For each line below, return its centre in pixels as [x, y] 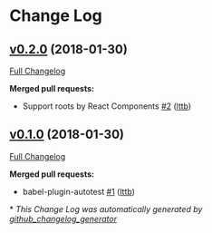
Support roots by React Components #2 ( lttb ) [107, 106]
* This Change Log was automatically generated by [106, 209]
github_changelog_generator [63, 218]
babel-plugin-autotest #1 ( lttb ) [79, 191]
